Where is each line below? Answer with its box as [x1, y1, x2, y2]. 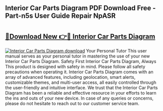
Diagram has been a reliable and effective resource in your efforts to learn [5, 90, 157, 96]
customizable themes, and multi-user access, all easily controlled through [5, 79, 157, 85]
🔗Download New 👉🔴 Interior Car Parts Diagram [5, 32, 156, 41]
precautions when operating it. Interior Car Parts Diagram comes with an [5, 69, 154, 75]
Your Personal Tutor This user [86, 48, 147, 54]
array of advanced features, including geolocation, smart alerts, [5, 74, 136, 80]
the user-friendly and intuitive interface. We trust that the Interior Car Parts [5, 85, 158, 91]
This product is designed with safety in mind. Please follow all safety [5, 64, 146, 69]
